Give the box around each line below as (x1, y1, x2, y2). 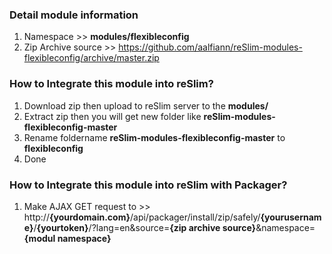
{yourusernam (260, 211, 322, 223)
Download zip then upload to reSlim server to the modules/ (23, 99, 269, 112)
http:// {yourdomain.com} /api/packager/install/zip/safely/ (23, 211, 261, 223)
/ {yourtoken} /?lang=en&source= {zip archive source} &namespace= (33, 221, 316, 233)
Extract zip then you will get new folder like (23, 110, 202, 122)
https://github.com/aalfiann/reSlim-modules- (118, 41, 303, 53)
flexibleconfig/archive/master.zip (23, 52, 160, 64)
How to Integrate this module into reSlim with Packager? (9, 178, 288, 192)
